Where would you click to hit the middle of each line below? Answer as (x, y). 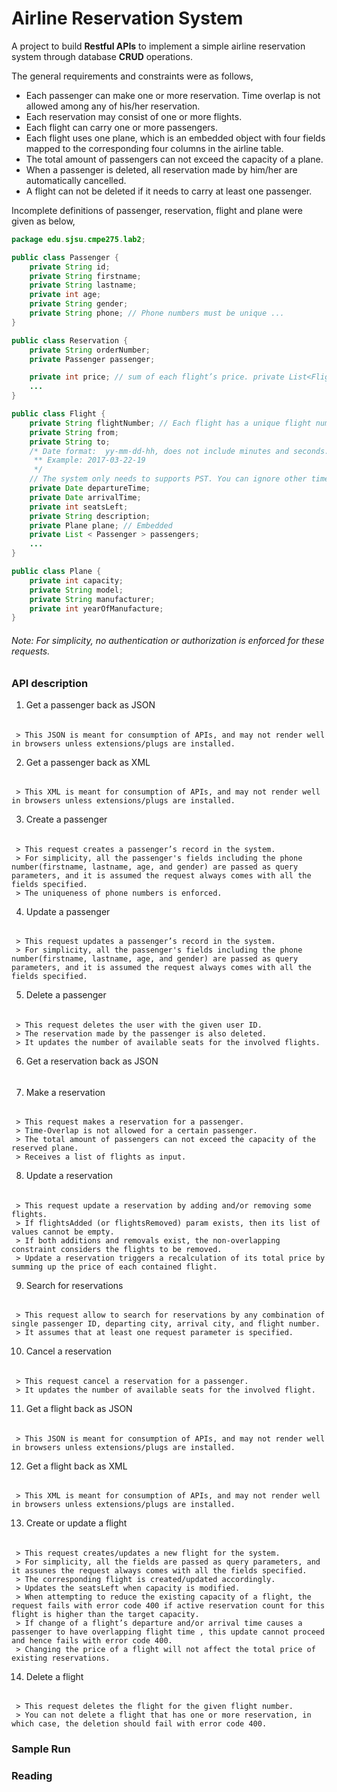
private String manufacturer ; (92, 599)
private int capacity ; (76, 580)
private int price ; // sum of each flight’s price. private (157, 377)
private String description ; (90, 516)
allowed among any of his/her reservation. (113, 106)
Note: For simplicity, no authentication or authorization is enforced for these (168, 640)
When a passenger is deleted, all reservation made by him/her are (161, 169)
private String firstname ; (85, 276)
